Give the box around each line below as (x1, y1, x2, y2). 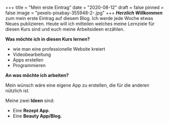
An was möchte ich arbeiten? (5, 72, 69, 78)
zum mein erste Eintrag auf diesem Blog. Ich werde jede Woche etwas (5, 15, 154, 21)
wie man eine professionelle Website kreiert (12, 46, 105, 52)
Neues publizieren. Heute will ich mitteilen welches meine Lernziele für (5, 20, 155, 27)
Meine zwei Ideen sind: (5, 97, 55, 104)
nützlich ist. (5, 88, 30, 94)
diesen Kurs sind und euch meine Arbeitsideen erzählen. (5, 26, 124, 32)
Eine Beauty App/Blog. (12, 113, 62, 119)
